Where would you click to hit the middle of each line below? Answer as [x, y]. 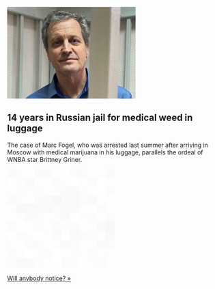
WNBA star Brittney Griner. [45, 159]
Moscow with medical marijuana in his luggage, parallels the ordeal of [105, 152]
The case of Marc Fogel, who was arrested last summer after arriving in [107, 145]
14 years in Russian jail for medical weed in [100, 118]
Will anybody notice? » [39, 278]
